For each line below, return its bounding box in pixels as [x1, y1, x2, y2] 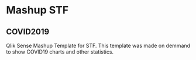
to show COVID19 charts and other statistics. [6, 48, 114, 55]
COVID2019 [6, 27, 50, 37]
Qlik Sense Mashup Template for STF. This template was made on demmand [6, 42, 191, 49]
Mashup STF [6, 3, 69, 17]
